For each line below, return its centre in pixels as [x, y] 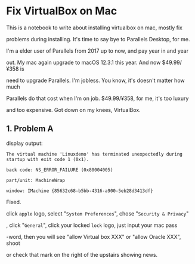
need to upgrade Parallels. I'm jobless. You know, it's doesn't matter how [95, 80]
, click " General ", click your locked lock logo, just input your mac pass [92, 225]
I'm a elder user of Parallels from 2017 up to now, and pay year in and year [97, 51]
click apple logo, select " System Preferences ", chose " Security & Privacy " [97, 213]
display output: [24, 143]
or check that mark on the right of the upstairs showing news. [82, 254]
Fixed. [14, 202]
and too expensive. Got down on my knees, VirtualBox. [74, 110]
